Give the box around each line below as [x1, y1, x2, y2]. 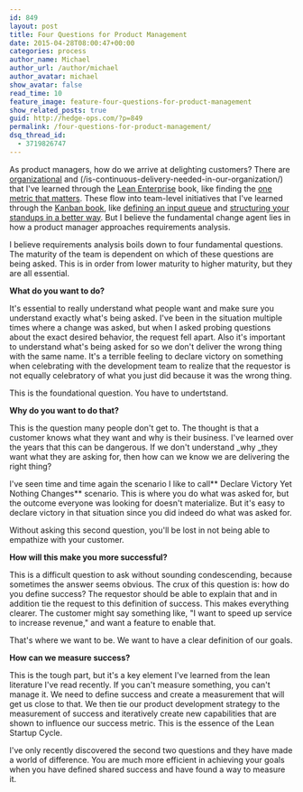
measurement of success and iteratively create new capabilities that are [9, 708, 277, 719]
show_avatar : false [9, 80, 83, 89]
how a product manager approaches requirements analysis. [9, 221, 232, 232]
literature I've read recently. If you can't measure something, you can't [9, 679, 271, 690]
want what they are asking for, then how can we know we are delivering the [9, 451, 290, 461]
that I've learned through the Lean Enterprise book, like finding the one [9, 182, 272, 194]
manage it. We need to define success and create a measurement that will [9, 688, 285, 700]
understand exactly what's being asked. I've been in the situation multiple [9, 312, 282, 323]
